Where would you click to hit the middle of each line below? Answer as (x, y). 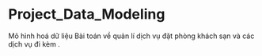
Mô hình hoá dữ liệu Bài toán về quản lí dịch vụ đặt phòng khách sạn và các (131, 36)
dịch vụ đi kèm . (34, 44)
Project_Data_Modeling (87, 14)
